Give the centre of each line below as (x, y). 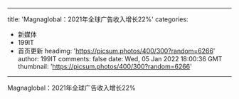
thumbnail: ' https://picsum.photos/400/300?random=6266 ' (105, 66)
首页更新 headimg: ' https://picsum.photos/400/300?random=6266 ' (116, 51)
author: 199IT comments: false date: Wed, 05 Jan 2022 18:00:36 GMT (120, 59)
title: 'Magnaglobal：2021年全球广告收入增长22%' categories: (98, 19)
